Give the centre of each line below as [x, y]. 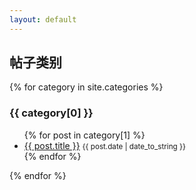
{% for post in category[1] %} [84, 135]
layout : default [43, 19]
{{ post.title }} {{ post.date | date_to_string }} [104, 145]
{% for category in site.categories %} [86, 87]
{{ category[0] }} [51, 113]
